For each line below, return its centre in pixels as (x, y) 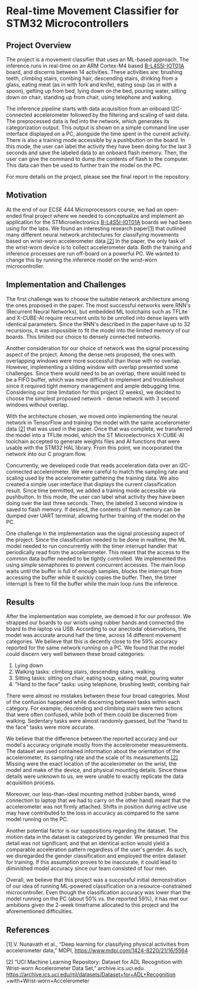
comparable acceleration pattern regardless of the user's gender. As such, (97, 849)
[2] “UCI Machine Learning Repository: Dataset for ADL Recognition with (95, 962)
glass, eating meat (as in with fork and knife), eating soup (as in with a (92, 85)
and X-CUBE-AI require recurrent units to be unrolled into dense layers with (98, 318)
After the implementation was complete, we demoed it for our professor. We (98, 616)
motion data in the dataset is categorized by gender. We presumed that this (98, 837)
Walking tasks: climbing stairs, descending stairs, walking (85, 672)
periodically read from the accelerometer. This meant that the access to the (98, 552)
